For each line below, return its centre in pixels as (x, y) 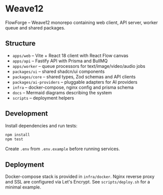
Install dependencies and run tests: (41, 126)
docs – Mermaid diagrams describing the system (62, 92)
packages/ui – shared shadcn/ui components (58, 71)
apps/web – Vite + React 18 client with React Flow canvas (70, 55)
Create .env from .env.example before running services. (62, 149)
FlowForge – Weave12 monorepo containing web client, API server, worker (81, 22)
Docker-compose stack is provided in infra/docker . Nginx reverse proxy (80, 177)
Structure (20, 44)
